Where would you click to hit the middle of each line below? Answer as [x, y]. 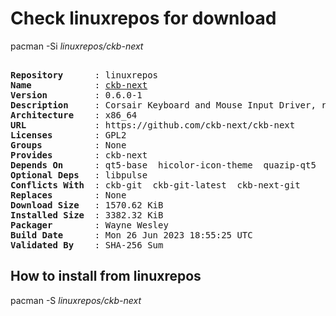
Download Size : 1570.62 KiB [87, 205]
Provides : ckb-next [79, 155]
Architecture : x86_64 [74, 115]
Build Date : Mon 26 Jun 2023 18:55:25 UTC [131, 235]
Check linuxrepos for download [143, 18]
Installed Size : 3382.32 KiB [87, 215]
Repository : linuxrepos [84, 75]
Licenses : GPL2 [68, 135]
